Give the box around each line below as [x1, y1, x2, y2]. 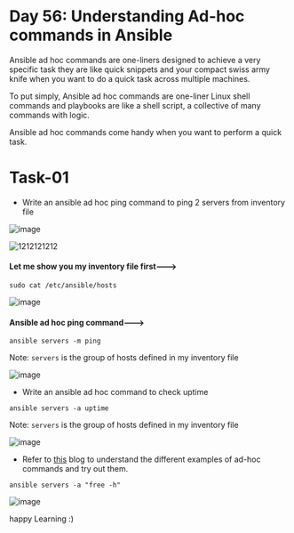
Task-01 [9, 167, 69, 188]
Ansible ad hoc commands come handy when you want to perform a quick [9, 126, 282, 137]
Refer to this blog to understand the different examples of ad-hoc [21, 454, 261, 464]
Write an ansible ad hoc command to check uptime [21, 387, 209, 398]
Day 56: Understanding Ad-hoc [9, 6, 245, 27]
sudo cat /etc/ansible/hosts [9, 281, 117, 290]
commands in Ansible [9, 25, 173, 45]
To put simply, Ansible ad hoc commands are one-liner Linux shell [9, 91, 250, 101]
